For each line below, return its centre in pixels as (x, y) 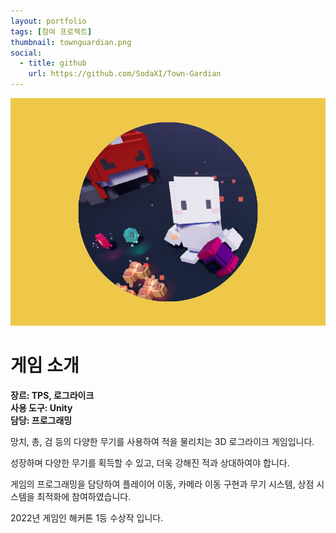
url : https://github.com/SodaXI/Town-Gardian (125, 74)
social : (26, 53)
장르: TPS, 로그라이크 (52, 395)
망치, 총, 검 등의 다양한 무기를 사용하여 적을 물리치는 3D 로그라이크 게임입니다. (162, 441)
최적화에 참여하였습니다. (84, 496)
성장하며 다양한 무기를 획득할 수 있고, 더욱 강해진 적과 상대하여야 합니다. (150, 462)
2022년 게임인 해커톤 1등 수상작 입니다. (87, 517)
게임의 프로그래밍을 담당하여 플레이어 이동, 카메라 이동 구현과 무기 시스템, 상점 (162, 484)
